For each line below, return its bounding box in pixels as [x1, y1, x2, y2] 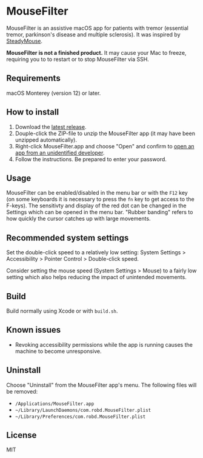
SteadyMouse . [6, 37, 43, 44]
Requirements [6, 73, 61, 83]
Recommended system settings [6, 232, 129, 243]
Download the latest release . [15, 123, 87, 130]
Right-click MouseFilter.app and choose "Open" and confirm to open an [15, 142, 195, 150]
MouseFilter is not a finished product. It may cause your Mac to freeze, [6, 49, 187, 56]
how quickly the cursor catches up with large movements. [6, 215, 151, 223]
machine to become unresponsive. [15, 347, 102, 355]
